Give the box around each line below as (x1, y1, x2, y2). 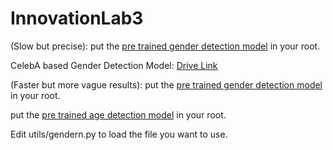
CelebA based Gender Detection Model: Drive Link (10, 59, 218, 71)
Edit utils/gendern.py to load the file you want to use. (10, 128, 228, 140)
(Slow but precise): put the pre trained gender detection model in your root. (10, 40, 321, 52)
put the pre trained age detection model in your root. (10, 108, 227, 121)
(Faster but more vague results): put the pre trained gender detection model (10, 78, 323, 91)
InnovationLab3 (10, 7, 144, 30)
